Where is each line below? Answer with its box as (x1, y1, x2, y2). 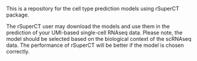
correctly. (6, 48, 30, 55)
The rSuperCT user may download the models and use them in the (6, 23, 170, 30)
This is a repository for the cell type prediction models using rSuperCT (6, 5, 180, 12)
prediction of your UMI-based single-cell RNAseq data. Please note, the (6, 29, 183, 36)
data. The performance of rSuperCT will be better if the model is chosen (6, 41, 184, 49)
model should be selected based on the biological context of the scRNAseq (6, 36, 192, 42)
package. (6, 11, 29, 18)
